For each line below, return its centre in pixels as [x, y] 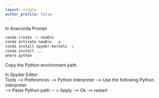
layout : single [21, 10]
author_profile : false [28, 14]
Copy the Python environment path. [42, 65]
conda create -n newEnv [30, 37]
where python [19, 56]
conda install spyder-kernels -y [40, 47]
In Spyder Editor [22, 74]
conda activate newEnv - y [33, 42]
